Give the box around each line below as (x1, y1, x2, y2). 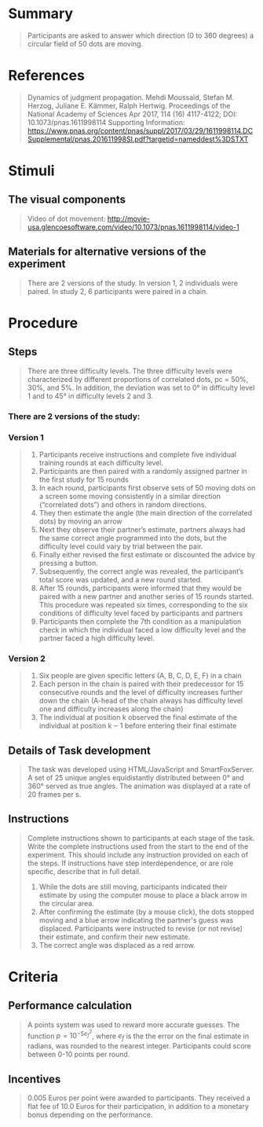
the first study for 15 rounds (38, 475, 130, 484)
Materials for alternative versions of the (8, 245, 206, 259)
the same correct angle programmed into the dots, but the (38, 533, 228, 542)
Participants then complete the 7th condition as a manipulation (38, 616, 242, 626)
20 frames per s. (27, 790, 82, 799)
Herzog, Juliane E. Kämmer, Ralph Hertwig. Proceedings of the (27, 101, 231, 110)
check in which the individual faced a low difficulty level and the (38, 625, 247, 634)
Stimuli (8, 162, 55, 180)
